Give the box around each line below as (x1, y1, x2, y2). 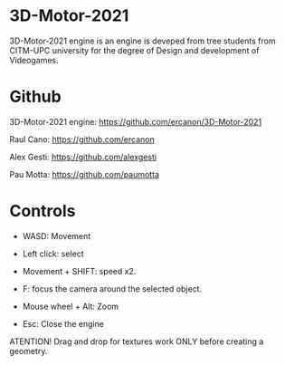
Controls (9, 201, 76, 222)
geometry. (9, 345, 48, 356)
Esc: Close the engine (22, 318, 104, 329)
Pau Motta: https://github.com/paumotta (9, 168, 160, 179)
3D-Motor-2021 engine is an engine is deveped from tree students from (9, 35, 276, 46)
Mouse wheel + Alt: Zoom (22, 301, 119, 312)
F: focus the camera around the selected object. (22, 283, 202, 294)
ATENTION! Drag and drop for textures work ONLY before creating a (9, 336, 264, 347)
